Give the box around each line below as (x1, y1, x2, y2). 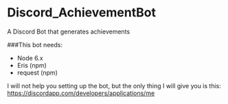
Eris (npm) (16, 61, 47, 69)
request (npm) (16, 68, 58, 77)
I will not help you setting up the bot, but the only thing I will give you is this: (7, 81, 221, 90)
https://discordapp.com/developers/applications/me (7, 89, 155, 97)
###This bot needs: (7, 40, 63, 49)
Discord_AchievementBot (7, 5, 157, 21)
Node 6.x (16, 53, 43, 62)
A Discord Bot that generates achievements (7, 27, 130, 36)
